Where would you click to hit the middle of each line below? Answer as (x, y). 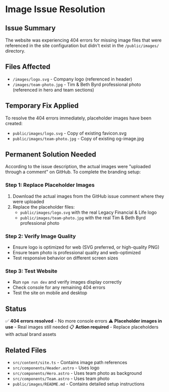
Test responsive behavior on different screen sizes (65, 258)
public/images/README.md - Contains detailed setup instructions (78, 384)
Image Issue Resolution (55, 9)
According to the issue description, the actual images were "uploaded (78, 167)
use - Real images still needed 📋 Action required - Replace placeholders (82, 327)
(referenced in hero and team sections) (53, 90)
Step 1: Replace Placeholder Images (50, 185)
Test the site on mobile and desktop (50, 293)
